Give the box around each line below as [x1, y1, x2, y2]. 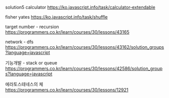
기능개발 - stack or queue [5, 60, 58, 66]
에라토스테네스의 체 [5, 81, 43, 87]
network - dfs [5, 39, 34, 45]
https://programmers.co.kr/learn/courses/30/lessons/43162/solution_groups [5, 44, 164, 50]
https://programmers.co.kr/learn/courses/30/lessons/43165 [5, 29, 130, 35]
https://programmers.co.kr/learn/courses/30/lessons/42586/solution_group [5, 65, 163, 71]
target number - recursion [5, 24, 60, 30]
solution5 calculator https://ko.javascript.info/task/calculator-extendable [5, 5, 155, 10]
